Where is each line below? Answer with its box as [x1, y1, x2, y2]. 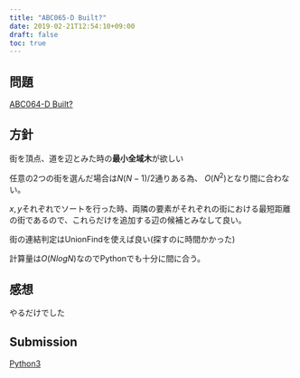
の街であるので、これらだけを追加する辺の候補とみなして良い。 [9, 214, 247, 225]
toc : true [9, 38, 47, 48]
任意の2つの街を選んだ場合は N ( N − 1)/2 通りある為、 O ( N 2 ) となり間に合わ [9, 171, 282, 184]
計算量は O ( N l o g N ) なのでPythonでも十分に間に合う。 [9, 252, 206, 263]
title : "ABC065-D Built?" [9, 13, 107, 23]
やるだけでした [9, 307, 65, 318]
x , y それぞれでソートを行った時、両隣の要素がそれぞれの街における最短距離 [9, 203, 291, 213]
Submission [9, 334, 79, 349]
